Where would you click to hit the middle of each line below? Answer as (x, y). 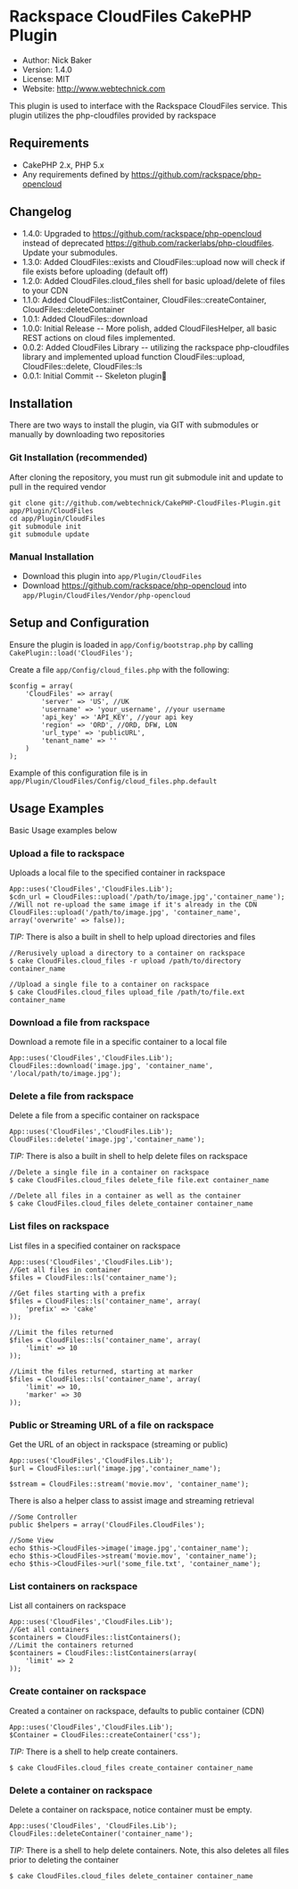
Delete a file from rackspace (71, 1097)
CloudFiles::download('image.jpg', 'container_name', (112, 1066)
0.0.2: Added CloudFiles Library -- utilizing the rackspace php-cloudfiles (156, 347)
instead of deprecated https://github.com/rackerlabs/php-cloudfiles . (148, 243)
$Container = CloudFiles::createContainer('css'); (105, 1735)
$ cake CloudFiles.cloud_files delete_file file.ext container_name (139, 1181)
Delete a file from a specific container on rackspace (104, 1115)
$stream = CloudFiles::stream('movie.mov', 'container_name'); (129, 1484)
